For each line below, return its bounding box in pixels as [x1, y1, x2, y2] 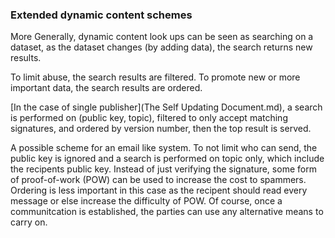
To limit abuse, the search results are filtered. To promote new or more [10, 71, 301, 83]
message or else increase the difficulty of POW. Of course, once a [10, 195, 283, 207]
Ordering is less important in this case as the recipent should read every [10, 184, 308, 197]
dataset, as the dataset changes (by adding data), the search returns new [10, 41, 313, 53]
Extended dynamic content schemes [10, 8, 193, 22]
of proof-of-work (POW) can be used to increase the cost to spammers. [10, 174, 307, 186]
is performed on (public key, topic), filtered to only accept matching [10, 112, 288, 124]
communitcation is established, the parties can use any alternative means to [10, 206, 324, 218]
